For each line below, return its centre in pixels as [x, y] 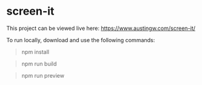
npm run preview [43, 75]
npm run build [39, 64]
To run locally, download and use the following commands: [81, 40]
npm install [35, 52]
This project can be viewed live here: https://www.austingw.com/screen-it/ [101, 28]
